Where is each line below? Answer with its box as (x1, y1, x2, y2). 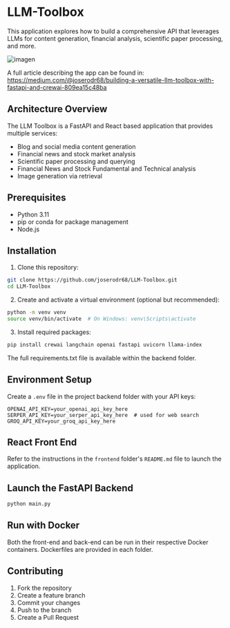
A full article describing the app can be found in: (7, 68, 144, 77)
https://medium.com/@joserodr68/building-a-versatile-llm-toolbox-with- (7, 75, 214, 84)
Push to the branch (17, 606, 72, 614)
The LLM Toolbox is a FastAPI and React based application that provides (7, 122, 213, 130)
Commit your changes (17, 598, 81, 607)
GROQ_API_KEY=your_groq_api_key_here (7, 418, 116, 425)
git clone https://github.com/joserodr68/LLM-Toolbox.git (7, 277, 178, 284)
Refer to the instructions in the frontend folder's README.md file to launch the (7, 454, 222, 463)
